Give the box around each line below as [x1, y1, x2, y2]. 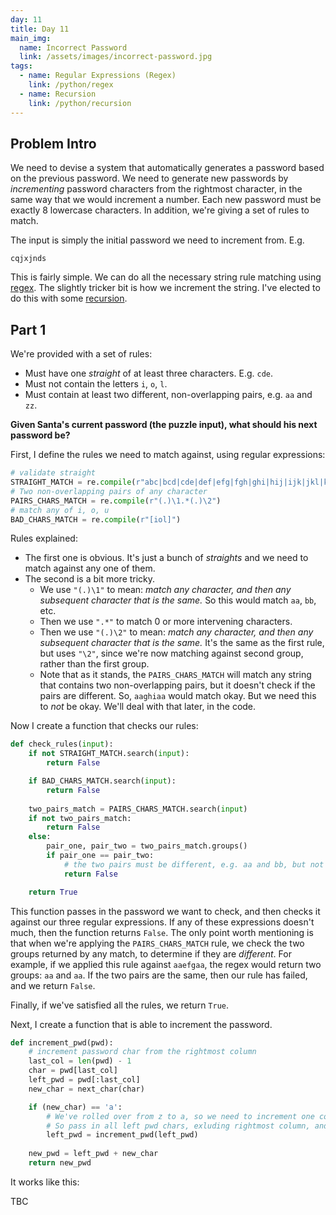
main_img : [10, 33, 52, 43]
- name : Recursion [19, 89, 97, 99]
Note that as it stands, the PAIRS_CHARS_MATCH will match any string [39, 669, 312, 681]
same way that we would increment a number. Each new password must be [10, 194, 322, 206]
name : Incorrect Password [19, 42, 128, 53]
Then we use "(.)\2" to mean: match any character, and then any [39, 626, 314, 638]
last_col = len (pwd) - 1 [28, 1056, 132, 1066]
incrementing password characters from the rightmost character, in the [10, 183, 303, 195]
